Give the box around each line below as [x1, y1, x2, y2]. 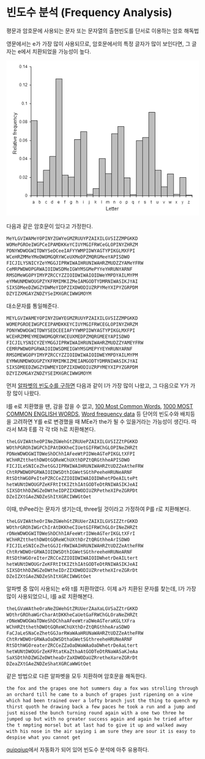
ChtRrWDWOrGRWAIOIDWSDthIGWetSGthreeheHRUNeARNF [6, 549, 133, 555]
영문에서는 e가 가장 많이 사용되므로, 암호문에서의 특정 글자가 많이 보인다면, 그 [6, 40, 191, 47]
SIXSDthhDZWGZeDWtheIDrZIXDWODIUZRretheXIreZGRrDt [6, 567, 138, 573]
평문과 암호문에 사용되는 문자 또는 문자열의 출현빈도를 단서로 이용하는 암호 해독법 [6, 27, 199, 34]
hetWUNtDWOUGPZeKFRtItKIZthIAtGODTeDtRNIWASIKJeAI [6, 481, 138, 487]
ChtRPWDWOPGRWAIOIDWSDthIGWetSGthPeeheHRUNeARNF [6, 469, 133, 475]
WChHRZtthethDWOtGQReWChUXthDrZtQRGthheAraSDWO [6, 624, 130, 630]
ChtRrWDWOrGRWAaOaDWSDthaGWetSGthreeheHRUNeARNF [6, 636, 133, 643]
